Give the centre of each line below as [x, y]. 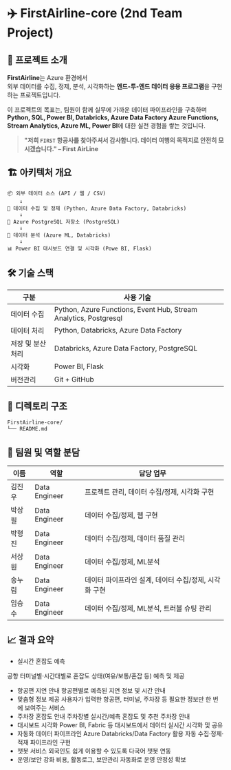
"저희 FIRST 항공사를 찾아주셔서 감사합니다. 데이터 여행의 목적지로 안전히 [120, 140]
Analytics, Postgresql [88, 318]
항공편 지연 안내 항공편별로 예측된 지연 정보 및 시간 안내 [91, 690]
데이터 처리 [27, 330]
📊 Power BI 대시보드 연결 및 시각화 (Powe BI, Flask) [80, 248]
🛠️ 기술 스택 [30, 273]
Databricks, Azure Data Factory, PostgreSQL [126, 348]
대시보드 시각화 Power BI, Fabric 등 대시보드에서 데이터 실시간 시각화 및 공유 [120, 724]
